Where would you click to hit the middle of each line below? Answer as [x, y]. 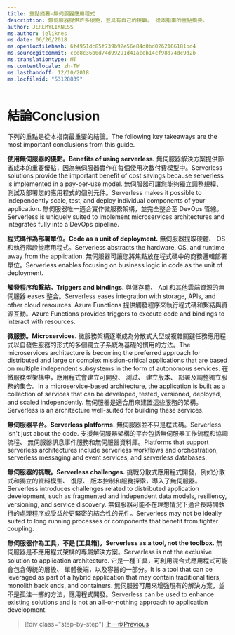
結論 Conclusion [54, 116]
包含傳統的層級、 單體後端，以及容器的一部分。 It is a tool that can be [113, 570]
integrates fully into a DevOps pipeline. [63, 225]
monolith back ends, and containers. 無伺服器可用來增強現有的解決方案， [113, 586]
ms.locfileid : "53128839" [45, 79]
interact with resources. [41, 322]
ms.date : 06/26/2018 [38, 40]
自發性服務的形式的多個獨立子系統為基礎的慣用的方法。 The [105, 345]
